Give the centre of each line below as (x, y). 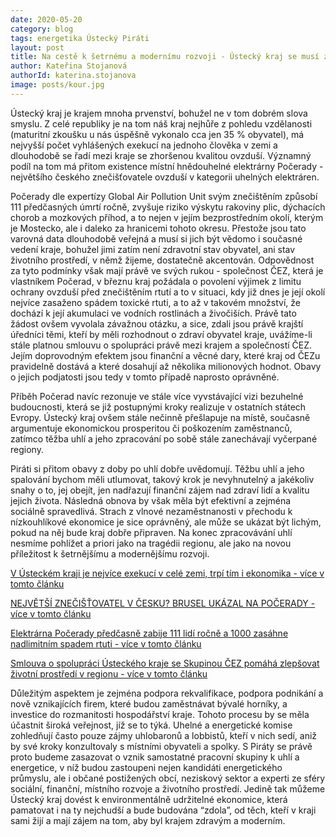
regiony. (27, 449)
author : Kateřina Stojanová (69, 66)
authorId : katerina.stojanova (73, 76)
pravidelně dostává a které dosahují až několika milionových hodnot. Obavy (166, 366)
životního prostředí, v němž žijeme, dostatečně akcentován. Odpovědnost (162, 260)
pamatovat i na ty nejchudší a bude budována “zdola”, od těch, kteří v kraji (163, 810)
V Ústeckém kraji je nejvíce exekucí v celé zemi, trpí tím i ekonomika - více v (167, 573)
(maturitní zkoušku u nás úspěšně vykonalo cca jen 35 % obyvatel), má (157, 134)
